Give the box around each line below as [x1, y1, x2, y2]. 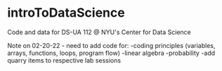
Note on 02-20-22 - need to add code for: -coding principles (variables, [7, 41, 216, 49]
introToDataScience [7, 5, 125, 21]
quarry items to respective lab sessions [7, 56, 122, 64]
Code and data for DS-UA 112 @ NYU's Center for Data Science [7, 28, 191, 36]
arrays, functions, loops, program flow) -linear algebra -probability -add [7, 49, 216, 57]
